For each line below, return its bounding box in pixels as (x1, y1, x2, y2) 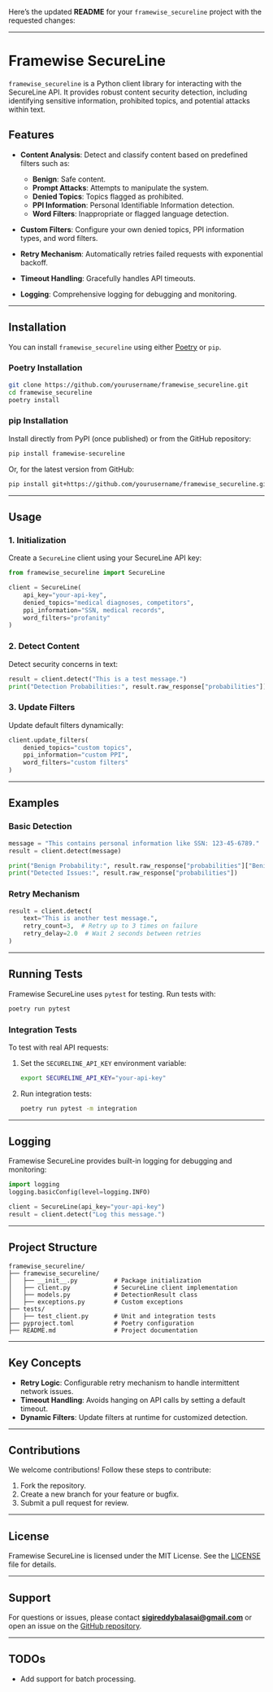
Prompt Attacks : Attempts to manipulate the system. (32, 182, 210, 192)
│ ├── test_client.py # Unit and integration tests (8, 1312, 217, 1320)
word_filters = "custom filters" (23, 759, 129, 767)
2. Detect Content (8, 641, 80, 652)
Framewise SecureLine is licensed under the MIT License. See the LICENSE (8, 1551, 262, 1561)
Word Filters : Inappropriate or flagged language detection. (32, 208, 229, 218)
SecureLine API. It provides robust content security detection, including (8, 87, 248, 97)
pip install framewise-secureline (8, 449, 126, 458)
